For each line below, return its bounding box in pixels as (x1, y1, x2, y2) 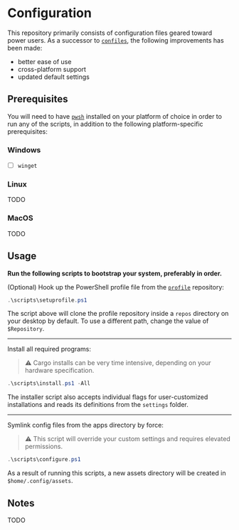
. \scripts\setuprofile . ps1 (7, 297, 87, 304)
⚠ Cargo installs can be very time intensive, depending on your (24, 359, 211, 367)
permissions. (24, 442, 63, 451)
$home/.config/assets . (7, 477, 73, 485)
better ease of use (17, 57, 72, 65)
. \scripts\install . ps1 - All (7, 380, 91, 387)
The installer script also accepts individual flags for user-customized (7, 393, 208, 401)
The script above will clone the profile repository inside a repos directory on (7, 309, 229, 318)
